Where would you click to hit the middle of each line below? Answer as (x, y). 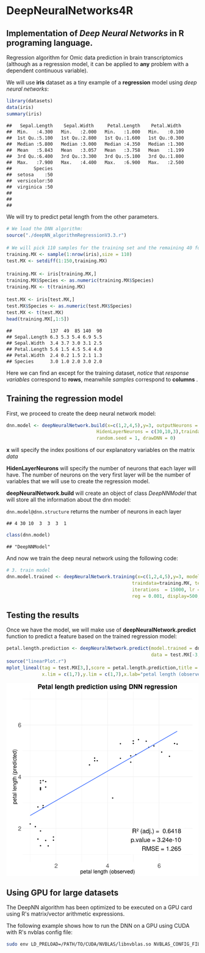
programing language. (50, 43)
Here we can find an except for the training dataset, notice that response (98, 373)
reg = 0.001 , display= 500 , (166, 596)
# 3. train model (28, 570)
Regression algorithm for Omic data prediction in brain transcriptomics (95, 58)
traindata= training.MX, (162, 583)
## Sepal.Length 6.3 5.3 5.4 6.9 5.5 (54, 337)
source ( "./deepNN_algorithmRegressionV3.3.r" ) (67, 235)
